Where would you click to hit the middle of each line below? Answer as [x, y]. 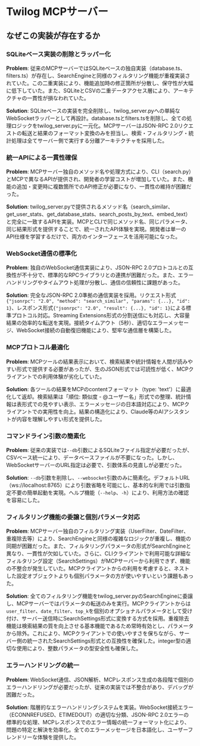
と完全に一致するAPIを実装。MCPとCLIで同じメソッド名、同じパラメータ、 [99, 222]
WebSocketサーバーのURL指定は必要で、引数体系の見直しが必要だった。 [96, 465]
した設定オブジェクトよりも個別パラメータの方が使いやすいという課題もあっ [100, 576]
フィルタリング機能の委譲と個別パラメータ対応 [73, 517]
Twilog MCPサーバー [57, 12]
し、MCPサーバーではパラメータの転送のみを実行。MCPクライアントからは [99, 604]
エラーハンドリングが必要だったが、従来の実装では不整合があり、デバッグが [100, 687]
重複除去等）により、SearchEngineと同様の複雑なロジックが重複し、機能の [99, 539]
